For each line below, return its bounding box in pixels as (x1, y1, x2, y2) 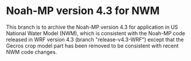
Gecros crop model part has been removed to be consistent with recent (6, 42, 179, 49)
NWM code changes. (6, 48, 57, 55)
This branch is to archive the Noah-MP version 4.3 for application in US (6, 23, 179, 30)
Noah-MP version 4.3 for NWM (6, 4, 160, 18)
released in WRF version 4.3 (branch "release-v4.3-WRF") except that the (6, 36, 184, 43)
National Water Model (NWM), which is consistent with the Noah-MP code (6, 29, 186, 36)
